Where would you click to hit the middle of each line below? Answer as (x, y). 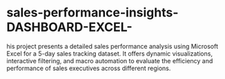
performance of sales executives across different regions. (89, 68)
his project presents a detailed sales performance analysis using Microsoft (112, 46)
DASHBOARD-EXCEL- (69, 27)
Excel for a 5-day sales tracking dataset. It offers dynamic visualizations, (110, 54)
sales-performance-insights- (92, 13)
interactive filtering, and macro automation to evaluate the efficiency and (110, 60)
